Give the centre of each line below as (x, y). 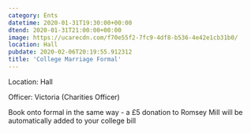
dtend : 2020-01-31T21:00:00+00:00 (65, 30)
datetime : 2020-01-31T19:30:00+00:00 (70, 23)
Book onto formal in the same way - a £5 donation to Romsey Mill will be (126, 112)
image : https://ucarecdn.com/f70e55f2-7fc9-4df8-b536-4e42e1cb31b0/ (123, 37)
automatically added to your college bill (72, 120)
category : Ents (33, 15)
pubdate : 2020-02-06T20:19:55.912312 (70, 52)
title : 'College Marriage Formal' (65, 60)
